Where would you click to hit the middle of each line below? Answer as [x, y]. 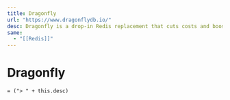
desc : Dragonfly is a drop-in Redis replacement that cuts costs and [108, 26]
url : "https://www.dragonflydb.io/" [59, 20]
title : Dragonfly [32, 13]
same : [15, 33]
